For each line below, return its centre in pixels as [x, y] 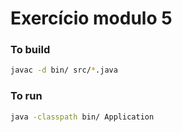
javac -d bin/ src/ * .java [64, 70]
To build [30, 50]
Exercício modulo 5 [91, 18]
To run [26, 96]
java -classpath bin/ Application [82, 117]
